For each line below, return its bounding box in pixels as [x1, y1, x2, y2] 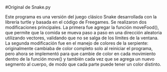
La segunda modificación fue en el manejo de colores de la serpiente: [5, 40, 149, 46]
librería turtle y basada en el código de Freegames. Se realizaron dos [5, 19, 147, 25]
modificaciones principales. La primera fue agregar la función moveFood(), [5, 24, 160, 30]
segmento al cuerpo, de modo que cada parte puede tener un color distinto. [5, 62, 162, 67]
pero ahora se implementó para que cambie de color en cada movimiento [5, 51, 156, 57]
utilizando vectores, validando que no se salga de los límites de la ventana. [5, 35, 159, 41]
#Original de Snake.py [5, 4, 51, 10]
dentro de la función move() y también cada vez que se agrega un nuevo [5, 56, 155, 62]
